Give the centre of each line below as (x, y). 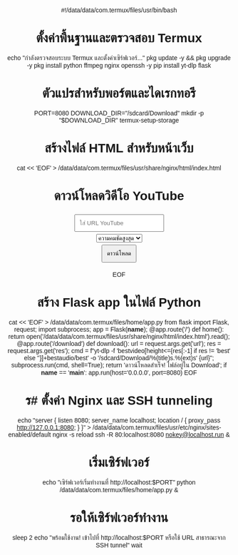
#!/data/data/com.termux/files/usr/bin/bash (119, 10)
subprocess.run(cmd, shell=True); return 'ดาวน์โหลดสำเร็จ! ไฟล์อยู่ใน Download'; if (119, 365)
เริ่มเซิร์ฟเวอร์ (119, 462)
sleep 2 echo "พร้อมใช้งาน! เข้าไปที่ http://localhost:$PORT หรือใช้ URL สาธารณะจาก (119, 538)
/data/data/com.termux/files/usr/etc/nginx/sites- (157, 427)
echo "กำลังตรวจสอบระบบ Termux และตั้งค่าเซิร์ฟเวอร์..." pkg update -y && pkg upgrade (119, 58)
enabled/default (30, 434)
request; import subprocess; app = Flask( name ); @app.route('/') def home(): (119, 329)
